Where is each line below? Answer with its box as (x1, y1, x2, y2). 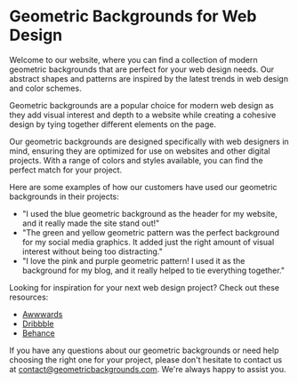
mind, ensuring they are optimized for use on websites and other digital (9, 145, 271, 156)
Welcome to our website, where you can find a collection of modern (9, 54, 258, 65)
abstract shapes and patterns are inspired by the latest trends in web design (9, 73, 289, 84)
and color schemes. (9, 83, 82, 93)
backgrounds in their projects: (9, 191, 120, 202)
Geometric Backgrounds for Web (9, 6, 257, 27)
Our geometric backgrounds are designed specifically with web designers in (9, 136, 289, 147)
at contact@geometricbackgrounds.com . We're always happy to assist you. (9, 363, 286, 374)
